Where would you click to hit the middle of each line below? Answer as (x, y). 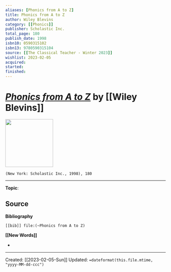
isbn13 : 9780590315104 (29, 48)
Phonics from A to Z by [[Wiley (71, 97)
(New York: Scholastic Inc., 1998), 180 (49, 174)
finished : (16, 72)
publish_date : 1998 (26, 39)
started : (15, 67)
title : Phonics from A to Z (35, 15)
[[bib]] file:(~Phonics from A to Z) (45, 226)
